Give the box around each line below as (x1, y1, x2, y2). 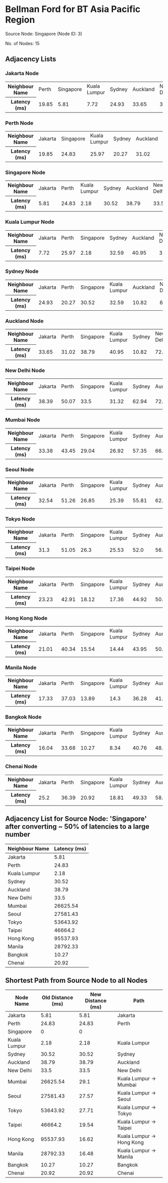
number (5, 830, 30, 839)
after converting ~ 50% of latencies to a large (5, 822, 149, 831)
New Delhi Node (5, 367, 45, 374)
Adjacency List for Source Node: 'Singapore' (5, 815, 147, 823)
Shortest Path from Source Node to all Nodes (5, 976, 148, 984)
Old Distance (41, 994, 73, 1001)
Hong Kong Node (5, 615, 47, 622)
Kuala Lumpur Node (5, 219, 54, 226)
